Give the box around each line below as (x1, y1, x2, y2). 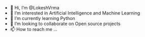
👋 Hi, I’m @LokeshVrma (10, 5, 60, 10)
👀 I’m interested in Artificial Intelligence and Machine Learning (10, 10, 140, 16)
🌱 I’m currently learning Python (10, 15, 75, 21)
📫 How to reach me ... (10, 26, 57, 32)
